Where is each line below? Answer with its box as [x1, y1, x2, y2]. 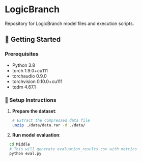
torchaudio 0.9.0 [12, 73, 47, 79]
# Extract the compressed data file [12, 118, 90, 123]
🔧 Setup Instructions [5, 96, 56, 103]
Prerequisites [5, 50, 39, 58]
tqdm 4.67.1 [12, 84, 36, 90]
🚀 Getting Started [5, 35, 61, 44]
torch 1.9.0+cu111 [12, 67, 48, 73]
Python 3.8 [12, 62, 35, 68]
